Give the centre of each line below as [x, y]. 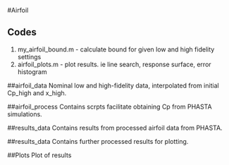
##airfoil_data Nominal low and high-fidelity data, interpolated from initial [113, 85]
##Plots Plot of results [39, 155]
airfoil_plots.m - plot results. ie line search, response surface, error [114, 64]
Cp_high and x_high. [37, 93]
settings [29, 56]
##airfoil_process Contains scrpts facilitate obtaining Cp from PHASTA [110, 106]
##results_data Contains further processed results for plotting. [98, 141]
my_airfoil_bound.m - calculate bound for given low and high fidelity [116, 49]
